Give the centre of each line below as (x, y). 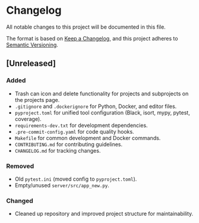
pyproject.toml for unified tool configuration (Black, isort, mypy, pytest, (102, 112)
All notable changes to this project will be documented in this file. (86, 27)
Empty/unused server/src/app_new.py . (62, 185)
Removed (20, 166)
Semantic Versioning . (32, 45)
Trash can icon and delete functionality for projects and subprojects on (102, 94)
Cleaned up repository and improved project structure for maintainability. (104, 214)
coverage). (28, 119)
